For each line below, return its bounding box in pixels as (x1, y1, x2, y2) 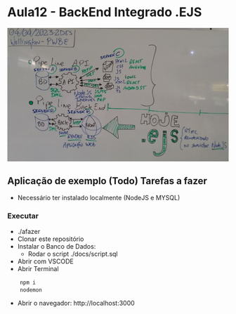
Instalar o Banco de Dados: (17, 242, 96, 250)
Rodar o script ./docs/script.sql (27, 249, 118, 258)
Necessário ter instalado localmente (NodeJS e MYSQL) (17, 194, 181, 202)
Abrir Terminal (17, 264, 59, 273)
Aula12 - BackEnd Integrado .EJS (7, 4, 202, 20)
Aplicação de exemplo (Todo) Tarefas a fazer (7, 175, 207, 187)
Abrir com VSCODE (17, 257, 74, 266)
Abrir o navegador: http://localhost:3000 (17, 299, 135, 308)
